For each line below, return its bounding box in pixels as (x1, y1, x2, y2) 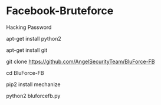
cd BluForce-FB (6, 69, 44, 76)
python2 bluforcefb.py (6, 92, 61, 99)
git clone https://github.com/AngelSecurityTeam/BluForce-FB (6, 58, 155, 65)
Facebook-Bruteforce (6, 4, 114, 18)
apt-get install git (6, 46, 48, 54)
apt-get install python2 (6, 35, 62, 42)
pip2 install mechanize (6, 81, 61, 88)
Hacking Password (6, 24, 52, 31)
